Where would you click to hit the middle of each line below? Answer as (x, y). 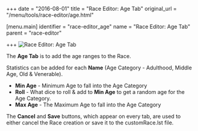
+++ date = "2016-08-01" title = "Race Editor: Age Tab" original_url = (92, 9)
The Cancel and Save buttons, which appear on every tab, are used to (94, 116)
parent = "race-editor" (34, 33)
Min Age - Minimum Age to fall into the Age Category (81, 86)
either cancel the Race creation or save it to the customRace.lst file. (90, 123)
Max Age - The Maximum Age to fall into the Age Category (88, 105)
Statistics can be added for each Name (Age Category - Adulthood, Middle (99, 68)
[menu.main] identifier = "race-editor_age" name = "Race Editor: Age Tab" (98, 27)
